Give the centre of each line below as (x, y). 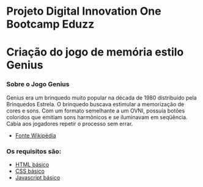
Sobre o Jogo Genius (38, 84)
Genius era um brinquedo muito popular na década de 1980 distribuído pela (102, 97)
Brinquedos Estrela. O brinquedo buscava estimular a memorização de (95, 104)
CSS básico (30, 171)
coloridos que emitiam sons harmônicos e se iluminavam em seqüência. (97, 117)
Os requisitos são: (34, 151)
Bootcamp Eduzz (50, 24)
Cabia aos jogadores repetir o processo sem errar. (70, 123)
